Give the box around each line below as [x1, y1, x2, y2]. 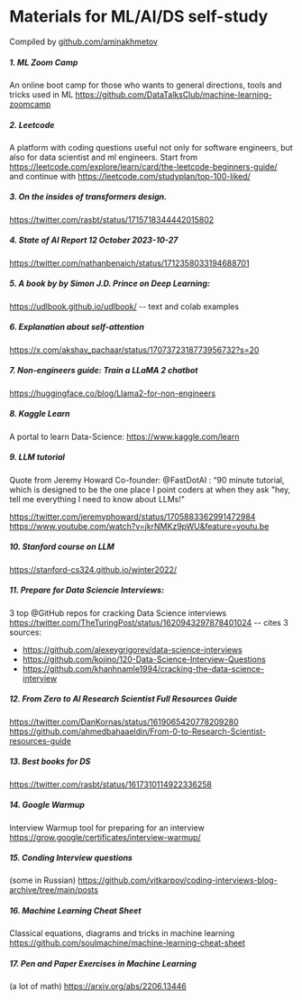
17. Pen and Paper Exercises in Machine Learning [9, 959, 197, 969]
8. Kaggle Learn [9, 408, 70, 419]
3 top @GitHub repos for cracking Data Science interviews [9, 607, 227, 619]
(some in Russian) [9, 875, 77, 885]
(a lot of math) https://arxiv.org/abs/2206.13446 [9, 981, 187, 992]
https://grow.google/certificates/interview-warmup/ [9, 831, 201, 842]
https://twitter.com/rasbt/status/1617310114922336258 [9, 778, 212, 790]
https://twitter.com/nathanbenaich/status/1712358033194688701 [9, 257, 250, 268]
